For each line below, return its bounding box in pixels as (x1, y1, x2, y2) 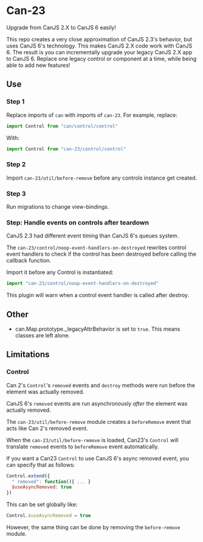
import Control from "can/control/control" (6, 123, 119, 129)
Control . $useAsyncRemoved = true (6, 513, 91, 519)
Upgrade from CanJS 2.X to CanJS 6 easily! (6, 24, 117, 31)
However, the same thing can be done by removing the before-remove (6, 524, 181, 531)
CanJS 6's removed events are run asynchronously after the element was (6, 399, 188, 407)
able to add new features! (6, 62, 71, 69)
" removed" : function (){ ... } (12, 479, 91, 485)
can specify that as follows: (6, 461, 75, 468)
